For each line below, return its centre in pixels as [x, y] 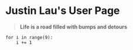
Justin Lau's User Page [63, 11]
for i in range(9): [29, 37]
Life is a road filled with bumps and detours [73, 27]
